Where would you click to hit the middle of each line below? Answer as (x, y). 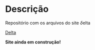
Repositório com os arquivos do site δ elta (48, 23)
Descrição (27, 9)
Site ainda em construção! (33, 42)
